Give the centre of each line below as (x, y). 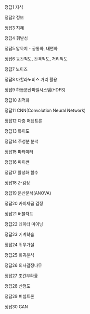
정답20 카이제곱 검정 (24, 203)
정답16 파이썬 (17, 162)
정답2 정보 (14, 17)
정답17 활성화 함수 (21, 172)
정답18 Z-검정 (17, 183)
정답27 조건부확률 (21, 276)
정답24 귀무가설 (19, 245)
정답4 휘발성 (16, 38)
